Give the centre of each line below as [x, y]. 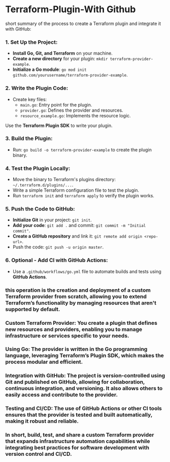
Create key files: [30, 99]
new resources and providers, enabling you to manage [74, 329]
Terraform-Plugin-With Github [71, 9]
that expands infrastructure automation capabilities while [78, 441]
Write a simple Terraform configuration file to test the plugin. [76, 190]
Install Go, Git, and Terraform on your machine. [62, 53]
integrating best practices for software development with [77, 448]
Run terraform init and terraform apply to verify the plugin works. [83, 196]
